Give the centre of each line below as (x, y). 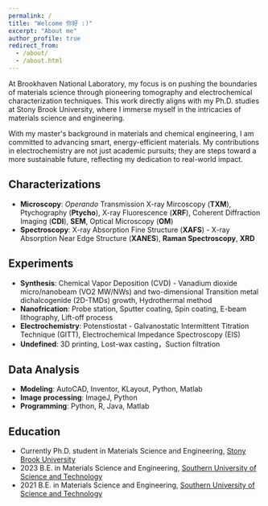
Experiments (41, 264)
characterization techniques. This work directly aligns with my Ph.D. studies (134, 101)
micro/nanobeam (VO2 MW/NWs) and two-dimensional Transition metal (139, 292)
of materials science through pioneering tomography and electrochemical (130, 92)
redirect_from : (34, 46)
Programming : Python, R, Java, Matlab (85, 406)
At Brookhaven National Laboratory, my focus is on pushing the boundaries (133, 83)
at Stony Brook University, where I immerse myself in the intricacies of (125, 109)
